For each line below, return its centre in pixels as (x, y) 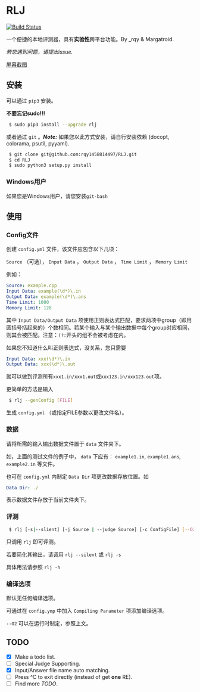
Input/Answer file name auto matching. (62, 670)
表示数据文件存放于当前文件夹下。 (48, 500)
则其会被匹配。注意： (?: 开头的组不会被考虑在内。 (68, 335)
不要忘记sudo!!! (26, 113)
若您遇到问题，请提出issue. (40, 52)
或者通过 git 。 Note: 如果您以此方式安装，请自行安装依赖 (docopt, (88, 136)
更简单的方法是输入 (30, 389)
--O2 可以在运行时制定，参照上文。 (49, 623)
